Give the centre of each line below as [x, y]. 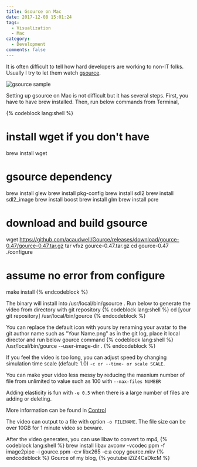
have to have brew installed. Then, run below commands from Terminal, [93, 102]
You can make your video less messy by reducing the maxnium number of [96, 375]
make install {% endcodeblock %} [47, 292]
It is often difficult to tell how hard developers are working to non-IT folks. [95, 66]
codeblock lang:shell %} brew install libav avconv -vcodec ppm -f [86, 445]
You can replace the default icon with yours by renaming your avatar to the [96, 327]
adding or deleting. [29, 399]
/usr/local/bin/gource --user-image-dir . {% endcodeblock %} [81, 346]
